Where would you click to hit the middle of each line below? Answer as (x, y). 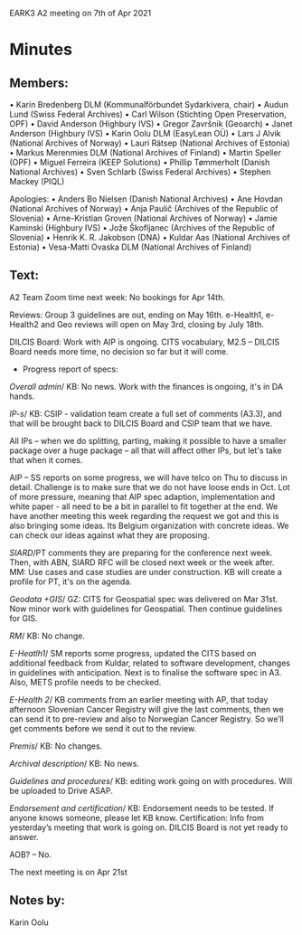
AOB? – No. (31, 855)
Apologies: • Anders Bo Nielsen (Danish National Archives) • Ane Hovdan (146, 199)
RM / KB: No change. (47, 636)
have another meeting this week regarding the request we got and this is (144, 515)
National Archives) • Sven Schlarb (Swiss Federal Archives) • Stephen (140, 172)
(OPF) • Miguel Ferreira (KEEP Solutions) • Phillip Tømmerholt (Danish (140, 162)
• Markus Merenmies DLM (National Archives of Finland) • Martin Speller (146, 152)
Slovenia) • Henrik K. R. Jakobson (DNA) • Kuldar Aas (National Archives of (150, 237)
